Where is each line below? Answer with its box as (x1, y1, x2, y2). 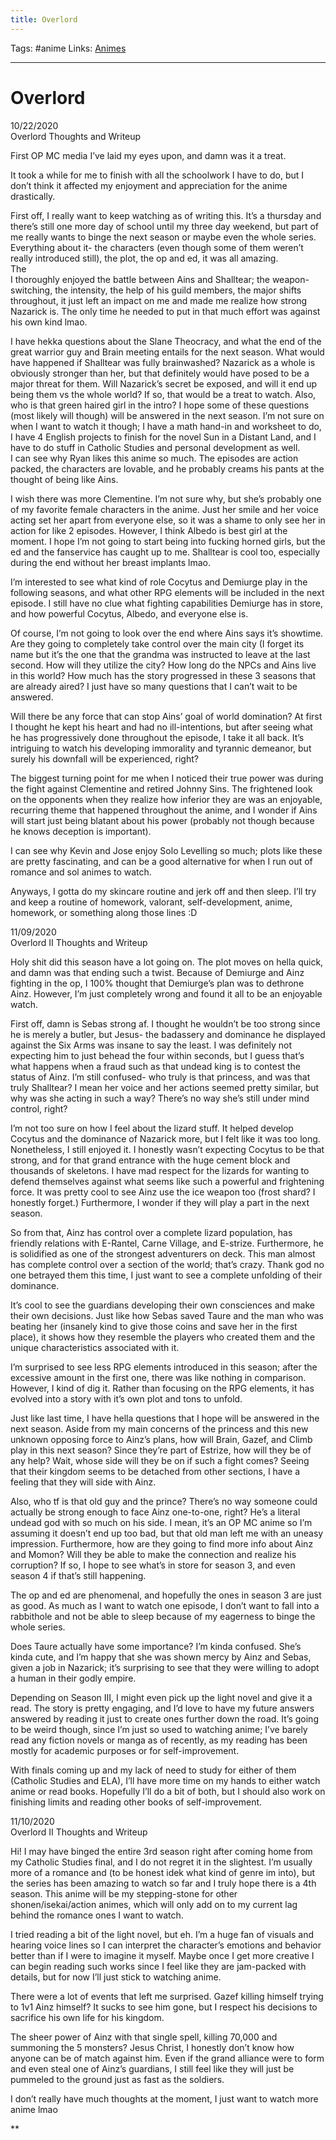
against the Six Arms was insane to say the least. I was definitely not (10, 1039, 292, 1051)
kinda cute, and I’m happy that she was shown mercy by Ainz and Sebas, (10, 1651, 312, 1663)
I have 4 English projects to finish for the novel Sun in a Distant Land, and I (10, 431, 317, 443)
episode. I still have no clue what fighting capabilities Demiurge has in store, (10, 597, 323, 609)
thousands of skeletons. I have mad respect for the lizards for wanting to (10, 1164, 310, 1176)
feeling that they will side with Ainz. (10, 1476, 157, 1488)
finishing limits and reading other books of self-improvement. (10, 1796, 263, 1808)
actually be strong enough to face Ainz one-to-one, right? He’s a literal (10, 1506, 301, 1518)
